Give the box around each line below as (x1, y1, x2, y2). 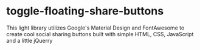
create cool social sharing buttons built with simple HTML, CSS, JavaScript (6, 30, 194, 37)
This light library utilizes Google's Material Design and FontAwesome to (6, 24, 185, 31)
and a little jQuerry (6, 37, 53, 44)
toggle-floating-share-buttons (6, 4, 164, 18)
